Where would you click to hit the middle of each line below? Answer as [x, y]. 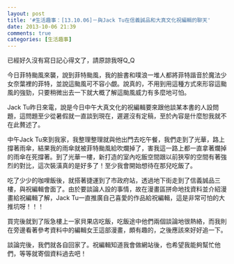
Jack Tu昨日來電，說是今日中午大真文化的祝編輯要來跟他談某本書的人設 [110, 107]
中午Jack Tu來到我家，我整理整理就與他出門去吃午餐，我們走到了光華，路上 [116, 139]
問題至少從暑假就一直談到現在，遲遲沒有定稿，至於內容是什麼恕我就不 [126, 116]
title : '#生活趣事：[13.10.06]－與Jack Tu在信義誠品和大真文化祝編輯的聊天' [109, 20]
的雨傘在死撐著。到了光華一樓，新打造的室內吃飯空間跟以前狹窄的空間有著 [114, 157]
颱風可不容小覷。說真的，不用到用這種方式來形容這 [147, 84]
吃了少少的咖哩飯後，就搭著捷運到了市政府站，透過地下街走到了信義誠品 [111, 180]
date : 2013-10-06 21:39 [42, 26]
